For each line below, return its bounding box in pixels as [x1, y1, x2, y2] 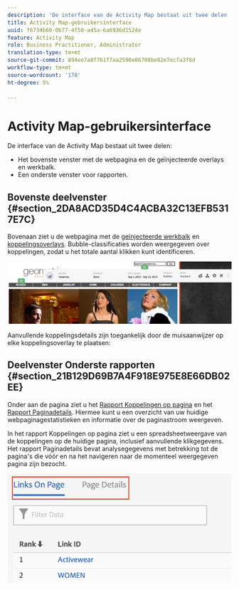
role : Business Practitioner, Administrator [7, 41, 142, 49]
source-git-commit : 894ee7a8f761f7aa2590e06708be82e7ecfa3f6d [7, 57, 196, 64]
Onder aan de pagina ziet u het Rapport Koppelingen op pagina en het [7, 400, 213, 409]
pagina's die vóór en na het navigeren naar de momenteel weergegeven [7, 452, 218, 460]
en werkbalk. [17, 163, 56, 172]
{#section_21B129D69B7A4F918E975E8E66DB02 [7, 370, 230, 382]
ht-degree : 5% [7, 79, 50, 86]
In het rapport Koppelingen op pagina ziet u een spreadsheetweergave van [7, 429, 228, 438]
